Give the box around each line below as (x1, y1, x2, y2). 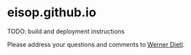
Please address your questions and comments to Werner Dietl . (7, 40, 185, 48)
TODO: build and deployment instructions (7, 27, 125, 35)
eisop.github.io (7, 5, 97, 20)
